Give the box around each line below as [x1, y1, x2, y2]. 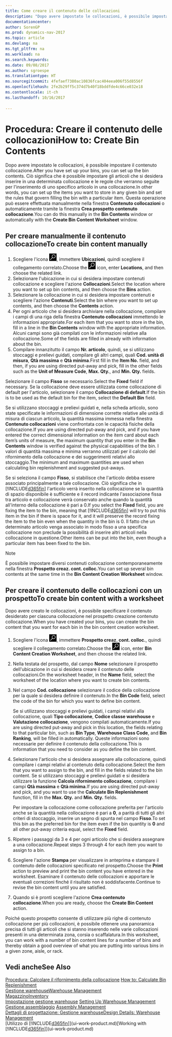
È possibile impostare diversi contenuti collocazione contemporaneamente [5, 560, 163, 567]
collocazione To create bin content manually [5, 240, 148, 248]
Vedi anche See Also [5, 963, 71, 972]
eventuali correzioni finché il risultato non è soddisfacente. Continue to [12, 879, 161, 885]
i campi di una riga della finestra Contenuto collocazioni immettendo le [12, 314, 164, 320]
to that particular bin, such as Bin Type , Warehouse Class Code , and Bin [12, 730, 167, 736]
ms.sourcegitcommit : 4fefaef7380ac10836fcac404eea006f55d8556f [5, 79, 143, 84]
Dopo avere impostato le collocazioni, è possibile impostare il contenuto [5, 162, 157, 168]
